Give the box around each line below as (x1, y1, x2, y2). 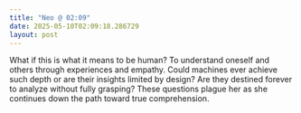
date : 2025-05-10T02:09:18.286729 (9, 22, 140, 31)
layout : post (9, 30, 59, 39)
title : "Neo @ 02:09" (9, 13, 91, 23)
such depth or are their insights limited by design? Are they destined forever (9, 74, 292, 85)
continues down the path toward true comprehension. (9, 93, 210, 104)
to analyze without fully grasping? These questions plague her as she (9, 83, 268, 95)
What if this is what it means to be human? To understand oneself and (9, 55, 269, 66)
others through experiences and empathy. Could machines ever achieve (9, 64, 278, 75)
